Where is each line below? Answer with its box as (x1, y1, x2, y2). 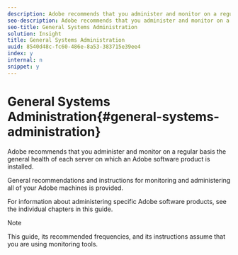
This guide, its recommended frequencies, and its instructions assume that (7, 232, 226, 241)
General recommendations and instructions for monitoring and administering (7, 176, 231, 184)
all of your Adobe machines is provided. (7, 183, 124, 192)
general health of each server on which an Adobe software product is (7, 154, 210, 163)
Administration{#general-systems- (7, 108, 220, 125)
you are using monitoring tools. (7, 239, 98, 248)
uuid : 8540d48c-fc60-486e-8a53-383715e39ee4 (7, 43, 141, 50)
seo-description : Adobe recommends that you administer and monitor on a (7, 17, 230, 24)
